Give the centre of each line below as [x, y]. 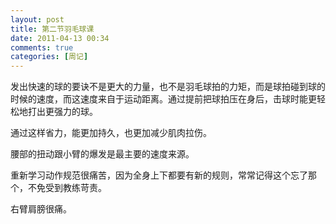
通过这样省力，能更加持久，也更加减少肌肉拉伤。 [111, 133]
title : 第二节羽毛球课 [52, 29]
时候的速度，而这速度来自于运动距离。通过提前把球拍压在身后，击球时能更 [163, 99]
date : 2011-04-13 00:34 [60, 38]
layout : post [37, 19]
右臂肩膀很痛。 [41, 209]
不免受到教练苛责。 [67, 188]
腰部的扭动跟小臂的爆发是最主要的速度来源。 [102, 154]
